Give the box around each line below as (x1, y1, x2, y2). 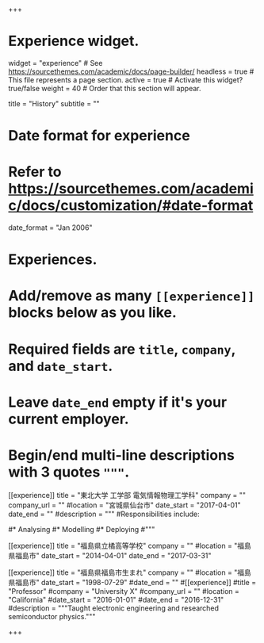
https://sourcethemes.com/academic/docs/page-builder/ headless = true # (8, 67, 254, 76)
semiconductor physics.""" (8, 611, 96, 621)
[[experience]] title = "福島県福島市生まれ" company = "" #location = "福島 (8, 568, 252, 577)
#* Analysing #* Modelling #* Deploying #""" (8, 524, 155, 534)
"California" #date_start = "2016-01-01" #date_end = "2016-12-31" (8, 595, 224, 604)
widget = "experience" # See (8, 58, 103, 67)
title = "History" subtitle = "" (8, 98, 101, 108)
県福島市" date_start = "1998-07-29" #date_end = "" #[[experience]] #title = (8, 577, 256, 587)
